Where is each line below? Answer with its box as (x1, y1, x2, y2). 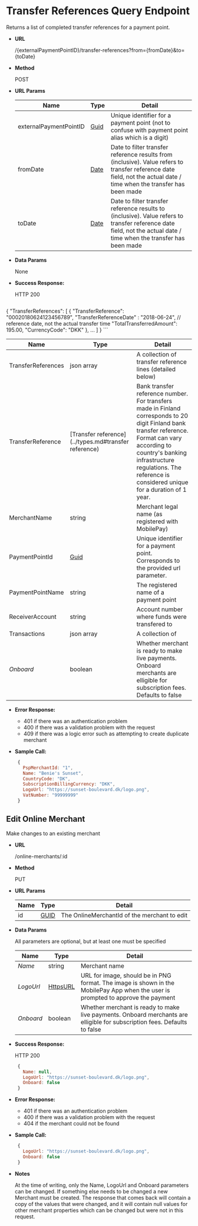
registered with (136, 517, 179, 526)
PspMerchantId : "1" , (22, 764, 74, 771)
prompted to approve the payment (80, 993, 176, 1001)
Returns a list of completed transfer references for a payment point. (6, 24, 170, 31)
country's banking (136, 448, 187, 456)
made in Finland (136, 404, 181, 412)
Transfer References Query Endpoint (6, 4, 190, 18)
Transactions (9, 630, 45, 638)
